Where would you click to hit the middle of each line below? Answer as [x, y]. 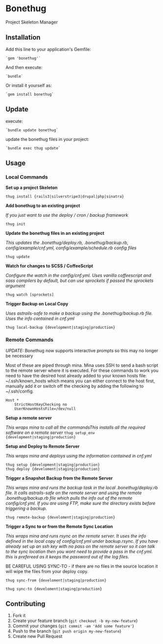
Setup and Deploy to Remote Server [43, 446]
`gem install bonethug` [30, 94]
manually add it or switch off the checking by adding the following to [75, 386]
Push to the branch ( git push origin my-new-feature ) [67, 631]
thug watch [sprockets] [30, 295]
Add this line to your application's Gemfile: [48, 49]
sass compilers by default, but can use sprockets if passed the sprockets [80, 281]
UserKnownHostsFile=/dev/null [45, 409]
